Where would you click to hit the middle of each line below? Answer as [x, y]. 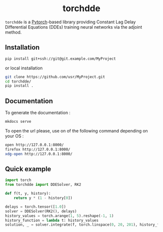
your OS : [15, 136]
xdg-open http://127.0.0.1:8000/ [39, 154]
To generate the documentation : [38, 113]
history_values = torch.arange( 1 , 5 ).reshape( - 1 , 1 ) [59, 216]
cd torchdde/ [18, 81]
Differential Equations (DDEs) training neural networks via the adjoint [73, 27]
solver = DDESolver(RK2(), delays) [41, 211]
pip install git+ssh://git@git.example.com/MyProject [61, 59]
